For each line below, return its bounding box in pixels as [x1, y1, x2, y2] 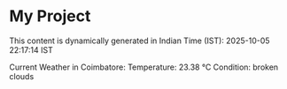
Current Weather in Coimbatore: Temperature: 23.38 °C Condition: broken [9, 62, 279, 72]
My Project [9, 6, 91, 26]
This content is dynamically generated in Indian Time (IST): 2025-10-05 [9, 35, 270, 46]
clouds [9, 70, 35, 81]
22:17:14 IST [9, 44, 53, 55]
